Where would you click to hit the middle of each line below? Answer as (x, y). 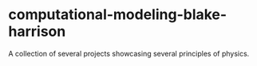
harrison (37, 31)
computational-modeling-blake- (118, 15)
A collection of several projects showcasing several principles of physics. (129, 53)
